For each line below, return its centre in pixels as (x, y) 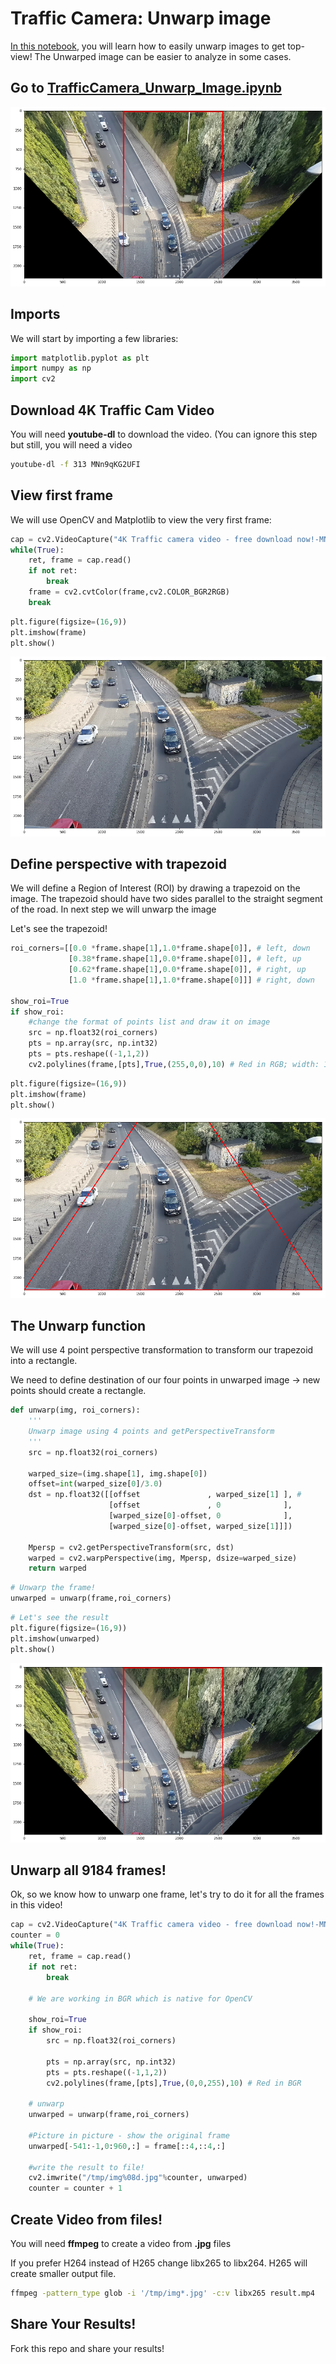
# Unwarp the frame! (53, 1588)
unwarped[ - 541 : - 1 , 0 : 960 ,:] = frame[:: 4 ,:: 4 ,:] (127, 2146)
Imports (35, 314)
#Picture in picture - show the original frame (129, 2135)
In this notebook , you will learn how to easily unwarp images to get (148, 46)
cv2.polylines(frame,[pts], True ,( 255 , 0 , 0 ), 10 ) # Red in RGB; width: (174, 1064)
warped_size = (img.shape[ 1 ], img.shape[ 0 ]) (118, 1473)
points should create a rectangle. (78, 1391)
